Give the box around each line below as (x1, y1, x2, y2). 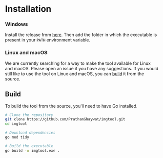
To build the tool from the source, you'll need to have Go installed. (5, 103, 138, 109)
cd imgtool (5, 121, 27, 126)
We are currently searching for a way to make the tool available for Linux (5, 60, 151, 66)
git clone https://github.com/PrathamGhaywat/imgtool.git (5, 117, 125, 122)
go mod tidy (5, 135, 29, 140)
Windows (5, 21, 28, 28)
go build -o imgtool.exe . (5, 148, 60, 153)
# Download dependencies (5, 130, 56, 135)
